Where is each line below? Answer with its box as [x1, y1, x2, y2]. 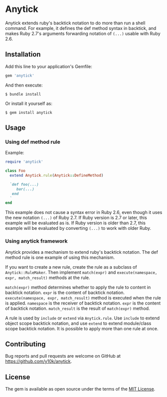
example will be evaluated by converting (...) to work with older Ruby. [5, 225, 152, 231]
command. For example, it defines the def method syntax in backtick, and [5, 25, 157, 31]
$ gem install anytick [5, 110, 52, 115]
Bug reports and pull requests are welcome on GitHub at [5, 353, 121, 359]
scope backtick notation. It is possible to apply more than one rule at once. [5, 325, 159, 331]
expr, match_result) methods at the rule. [5, 275, 91, 281]
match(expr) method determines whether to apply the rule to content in [5, 284, 151, 290]
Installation [5, 50, 41, 59]
